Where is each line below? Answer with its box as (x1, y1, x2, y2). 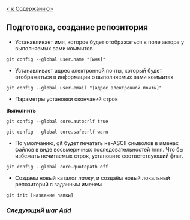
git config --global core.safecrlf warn (6, 129, 109, 135)
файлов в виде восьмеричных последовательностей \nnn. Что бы (14, 146, 184, 153)
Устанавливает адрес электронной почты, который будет (14, 67, 162, 74)
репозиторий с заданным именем (14, 180, 102, 188)
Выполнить (6, 107, 37, 114)
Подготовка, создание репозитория (6, 22, 149, 32)
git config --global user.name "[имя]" (6, 56, 106, 62)
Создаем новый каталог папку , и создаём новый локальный (14, 174, 171, 182)
